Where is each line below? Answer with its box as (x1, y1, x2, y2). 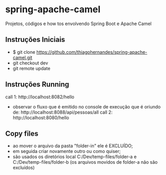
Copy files (5, 129, 39, 138)
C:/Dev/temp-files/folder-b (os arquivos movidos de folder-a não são (12, 159, 158, 165)
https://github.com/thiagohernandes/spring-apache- (36, 49, 148, 55)
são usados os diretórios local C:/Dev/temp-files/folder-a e (12, 154, 137, 160)
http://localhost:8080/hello (12, 114, 69, 121)
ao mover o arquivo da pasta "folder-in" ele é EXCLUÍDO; (12, 143, 133, 149)
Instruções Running (5, 80, 69, 89)
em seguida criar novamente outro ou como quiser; (12, 148, 121, 155)
